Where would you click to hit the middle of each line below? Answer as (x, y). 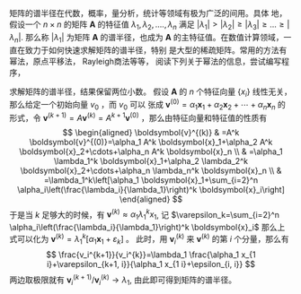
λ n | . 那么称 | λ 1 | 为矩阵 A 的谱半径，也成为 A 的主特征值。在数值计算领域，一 (150, 38)
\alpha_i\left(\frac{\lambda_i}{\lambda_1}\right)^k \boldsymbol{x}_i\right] (151, 189)
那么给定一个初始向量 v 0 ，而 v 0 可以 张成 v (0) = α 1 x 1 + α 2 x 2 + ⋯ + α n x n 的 (147, 105)
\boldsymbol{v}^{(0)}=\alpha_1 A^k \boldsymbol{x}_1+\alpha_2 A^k (151, 142)
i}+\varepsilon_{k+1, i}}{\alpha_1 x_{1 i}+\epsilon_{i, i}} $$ (151, 264)
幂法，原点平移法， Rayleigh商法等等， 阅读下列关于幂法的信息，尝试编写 (146, 61)
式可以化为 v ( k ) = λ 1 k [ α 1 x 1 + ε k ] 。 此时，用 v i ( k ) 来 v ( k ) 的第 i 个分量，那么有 (149, 239)
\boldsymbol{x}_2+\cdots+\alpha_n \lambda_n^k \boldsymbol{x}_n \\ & (151, 170)
